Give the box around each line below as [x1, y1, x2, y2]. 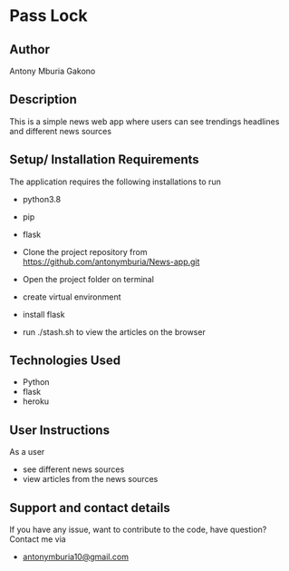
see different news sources [22, 464, 125, 475]
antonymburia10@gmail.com [22, 551, 130, 563]
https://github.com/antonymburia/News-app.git [22, 256, 200, 267]
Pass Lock [9, 5, 88, 26]
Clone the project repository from [22, 246, 148, 257]
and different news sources [9, 125, 111, 136]
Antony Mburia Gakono [9, 65, 96, 76]
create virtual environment [22, 291, 121, 302]
